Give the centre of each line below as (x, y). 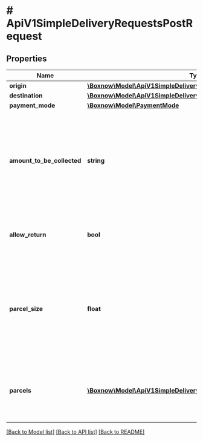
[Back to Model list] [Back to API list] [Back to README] (76, 432)
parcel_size (26, 309)
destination (26, 96)
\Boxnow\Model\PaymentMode (133, 105)
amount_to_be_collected (45, 161)
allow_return (28, 235)
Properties (27, 58)
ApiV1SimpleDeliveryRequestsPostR (100, 23)
